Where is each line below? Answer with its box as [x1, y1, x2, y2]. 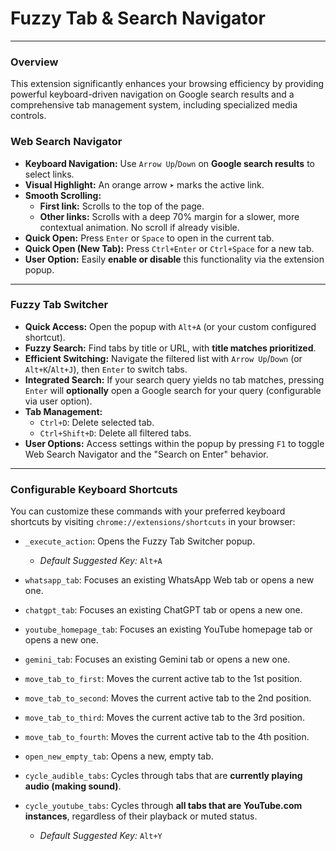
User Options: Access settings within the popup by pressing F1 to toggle [24, 437, 325, 449]
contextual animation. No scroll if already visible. [39, 221, 240, 233]
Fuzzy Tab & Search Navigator [10, 7, 266, 30]
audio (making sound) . [24, 780, 122, 792]
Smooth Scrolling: [24, 189, 102, 201]
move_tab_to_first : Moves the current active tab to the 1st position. [24, 673, 303, 685]
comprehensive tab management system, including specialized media [10, 99, 298, 111]
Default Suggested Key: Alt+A [39, 555, 163, 567]
